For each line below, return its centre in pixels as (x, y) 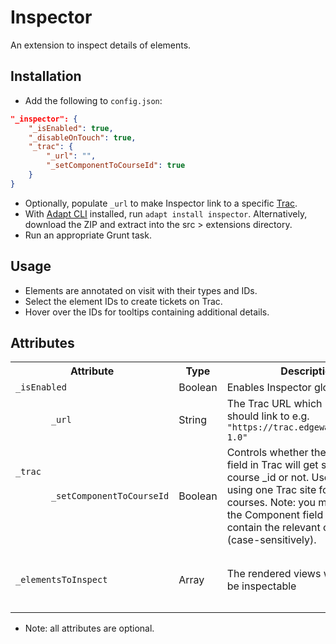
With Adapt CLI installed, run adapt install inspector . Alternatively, (166, 213)
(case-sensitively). (271, 540)
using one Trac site (271, 490)
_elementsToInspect (61, 580)
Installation (46, 76)
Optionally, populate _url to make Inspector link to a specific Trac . (161, 203)
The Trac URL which (274, 404)
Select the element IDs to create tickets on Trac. (123, 301)
